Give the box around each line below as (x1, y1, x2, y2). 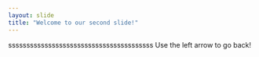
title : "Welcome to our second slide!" (8, 19, 139, 27)
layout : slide (8, 11, 55, 20)
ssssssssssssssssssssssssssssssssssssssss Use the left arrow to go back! (8, 40, 252, 49)
